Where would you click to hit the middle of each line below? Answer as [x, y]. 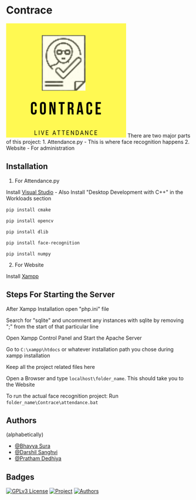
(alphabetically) [25, 435]
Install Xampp [23, 276]
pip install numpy [28, 254]
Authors [21, 420]
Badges [20, 477]
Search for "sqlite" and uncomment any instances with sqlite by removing [95, 320]
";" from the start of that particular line [52, 326]
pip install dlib [27, 232]
